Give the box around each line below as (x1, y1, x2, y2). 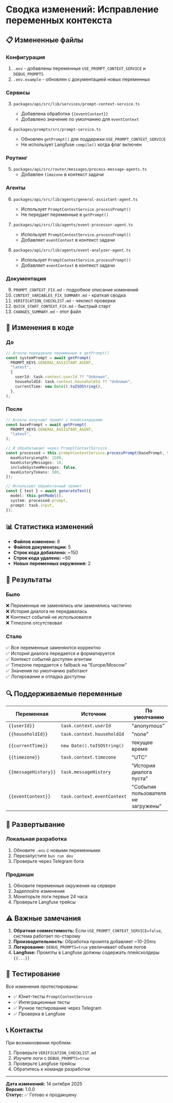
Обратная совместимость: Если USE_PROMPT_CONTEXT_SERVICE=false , (13, 927, 162, 933)
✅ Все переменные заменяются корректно (6, 645, 101, 651)
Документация (6, 275, 46, 282)
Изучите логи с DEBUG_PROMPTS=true (13, 1055, 89, 1061)
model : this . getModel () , (10, 493, 64, 499)
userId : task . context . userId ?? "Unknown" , (15, 374, 110, 380)
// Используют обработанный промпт (6, 484, 82, 489)
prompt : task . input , (10, 503, 54, 508)
